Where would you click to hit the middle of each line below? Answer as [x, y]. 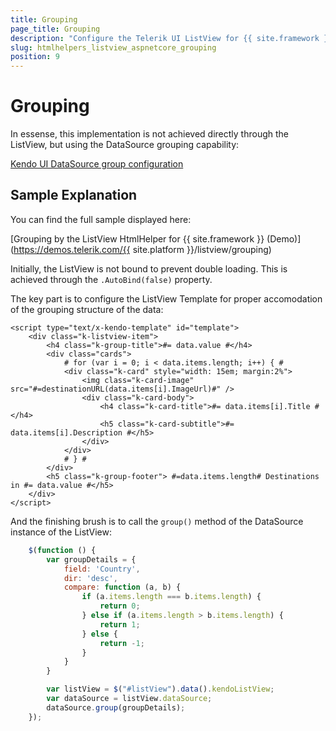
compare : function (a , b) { [122, 587]
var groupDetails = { [91, 559]
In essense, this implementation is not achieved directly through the [149, 134]
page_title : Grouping [55, 29]
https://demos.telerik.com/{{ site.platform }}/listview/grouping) [142, 249]
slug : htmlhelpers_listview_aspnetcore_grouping [113, 47]
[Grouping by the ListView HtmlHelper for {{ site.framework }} [137, 238]
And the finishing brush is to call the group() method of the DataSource [157, 521]
